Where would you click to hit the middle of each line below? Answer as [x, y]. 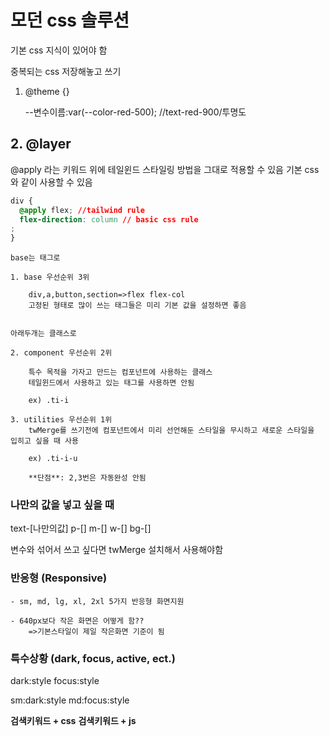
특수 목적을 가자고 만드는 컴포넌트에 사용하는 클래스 [120, 372]
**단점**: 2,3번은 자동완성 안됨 [87, 478]
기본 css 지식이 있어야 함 [59, 50]
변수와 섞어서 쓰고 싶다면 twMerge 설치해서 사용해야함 [117, 550]
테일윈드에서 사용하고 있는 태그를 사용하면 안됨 [111, 383]
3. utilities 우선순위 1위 [61, 420]
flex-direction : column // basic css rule [109, 219]
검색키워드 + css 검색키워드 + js [73, 721]
